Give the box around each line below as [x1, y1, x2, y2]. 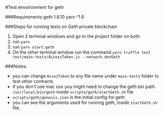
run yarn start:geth [12, 44, 54, 49]
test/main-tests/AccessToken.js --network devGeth [12, 54, 120, 59]
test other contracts [12, 78, 53, 84]
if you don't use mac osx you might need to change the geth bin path [12, 83, 155, 89]
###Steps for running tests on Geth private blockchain [5, 23, 117, 29]
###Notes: [5, 63, 27, 69]
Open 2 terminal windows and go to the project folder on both [12, 33, 140, 39]
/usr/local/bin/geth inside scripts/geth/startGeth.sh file [12, 89, 133, 94]
